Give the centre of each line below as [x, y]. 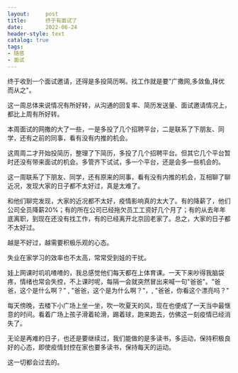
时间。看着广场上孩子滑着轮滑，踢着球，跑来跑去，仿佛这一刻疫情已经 [122, 314]
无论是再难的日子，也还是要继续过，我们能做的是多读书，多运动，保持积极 [116, 338]
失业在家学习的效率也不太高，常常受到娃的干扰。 [79, 257]
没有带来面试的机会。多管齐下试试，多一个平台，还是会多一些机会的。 [122, 162]
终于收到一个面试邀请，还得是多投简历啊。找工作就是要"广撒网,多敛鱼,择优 [116, 81]
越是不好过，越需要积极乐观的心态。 [60, 243]
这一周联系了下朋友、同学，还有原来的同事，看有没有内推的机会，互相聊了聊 [119, 177]
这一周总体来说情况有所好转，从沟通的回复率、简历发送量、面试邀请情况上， [119, 105]
